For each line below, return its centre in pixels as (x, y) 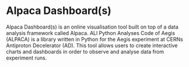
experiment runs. (27, 58)
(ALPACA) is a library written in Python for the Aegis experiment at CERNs (95, 39)
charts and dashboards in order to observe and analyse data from (85, 51)
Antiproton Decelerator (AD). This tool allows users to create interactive (92, 45)
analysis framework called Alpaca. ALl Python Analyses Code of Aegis (91, 33)
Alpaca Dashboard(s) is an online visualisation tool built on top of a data (92, 27)
